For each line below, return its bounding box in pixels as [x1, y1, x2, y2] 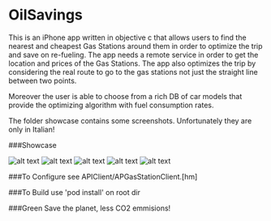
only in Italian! [8, 124, 55, 134]
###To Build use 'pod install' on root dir [8, 187, 140, 197]
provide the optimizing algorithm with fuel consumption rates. [8, 100, 214, 110]
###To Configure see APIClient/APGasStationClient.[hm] [8, 171, 198, 181]
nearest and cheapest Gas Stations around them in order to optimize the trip [8, 41, 263, 50]
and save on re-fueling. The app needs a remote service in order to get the [8, 50, 259, 59]
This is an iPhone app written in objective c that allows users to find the [8, 32, 247, 42]
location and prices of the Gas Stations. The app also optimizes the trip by [8, 58, 256, 68]
